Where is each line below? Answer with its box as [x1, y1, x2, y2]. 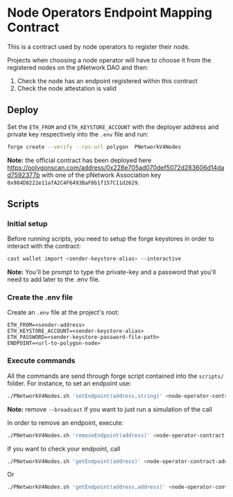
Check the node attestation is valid [17, 84, 116, 92]
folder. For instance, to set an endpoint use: [7, 379, 132, 387]
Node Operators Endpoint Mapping [7, 5, 213, 21]
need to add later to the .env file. [7, 275, 101, 284]
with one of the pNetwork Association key [41, 171, 162, 179]
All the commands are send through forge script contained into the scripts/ [7, 372, 224, 380]
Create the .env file [7, 293, 74, 302]
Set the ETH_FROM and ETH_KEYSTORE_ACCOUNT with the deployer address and [7, 123, 219, 131]
